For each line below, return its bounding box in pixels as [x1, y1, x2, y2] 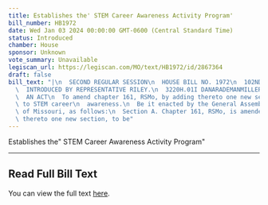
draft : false [8, 71, 52, 79]
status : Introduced [8, 33, 73, 42]
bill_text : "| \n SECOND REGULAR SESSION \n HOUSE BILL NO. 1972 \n [8, 78, 238, 86]
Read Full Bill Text [8, 168, 98, 181]
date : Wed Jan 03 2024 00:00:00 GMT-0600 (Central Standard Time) [8, 26, 234, 34]
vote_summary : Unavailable [8, 56, 98, 64]
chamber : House [8, 41, 59, 49]
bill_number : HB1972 [8, 19, 77, 27]
